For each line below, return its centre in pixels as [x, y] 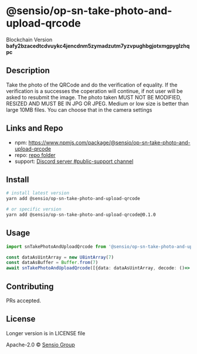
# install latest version [38, 193]
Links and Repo [35, 128]
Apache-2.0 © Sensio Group [40, 345]
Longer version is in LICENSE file [46, 333]
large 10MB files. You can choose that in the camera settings [79, 109]
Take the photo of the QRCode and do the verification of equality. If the [92, 85]
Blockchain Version [29, 39]
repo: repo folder [35, 155]
